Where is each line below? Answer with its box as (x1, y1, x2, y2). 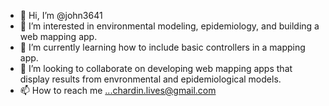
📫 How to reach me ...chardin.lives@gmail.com (19, 85, 217, 96)
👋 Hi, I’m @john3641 (19, 10, 103, 21)
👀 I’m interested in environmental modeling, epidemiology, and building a (19, 20, 320, 32)
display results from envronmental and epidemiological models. (19, 73, 282, 85)
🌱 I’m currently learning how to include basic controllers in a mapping (19, 41, 306, 53)
